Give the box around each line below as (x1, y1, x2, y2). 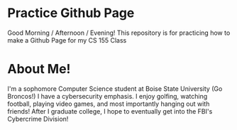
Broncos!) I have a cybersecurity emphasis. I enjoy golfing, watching (7, 92, 208, 100)
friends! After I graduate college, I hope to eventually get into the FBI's (7, 107, 213, 115)
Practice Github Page (7, 5, 135, 21)
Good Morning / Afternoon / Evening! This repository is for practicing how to (7, 28, 231, 37)
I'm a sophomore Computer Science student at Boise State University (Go (7, 84, 223, 93)
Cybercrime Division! (7, 114, 69, 123)
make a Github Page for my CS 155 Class (7, 36, 127, 44)
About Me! (7, 61, 71, 77)
